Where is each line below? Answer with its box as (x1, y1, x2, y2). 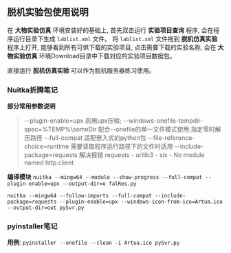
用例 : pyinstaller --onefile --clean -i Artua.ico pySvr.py (7, 239, 180, 247)
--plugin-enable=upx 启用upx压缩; (23, 117, 122, 125)
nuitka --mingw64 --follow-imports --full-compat (7, 193, 153, 200)
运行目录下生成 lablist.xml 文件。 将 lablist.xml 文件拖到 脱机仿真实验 (12, 34, 218, 43)
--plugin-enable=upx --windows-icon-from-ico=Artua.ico (59, 198, 223, 206)
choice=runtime (23, 143, 69, 151)
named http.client (23, 158, 74, 167)
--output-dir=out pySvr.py (7, 204, 85, 211)
